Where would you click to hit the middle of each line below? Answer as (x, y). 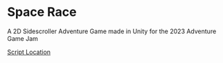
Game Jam (23, 38)
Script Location (29, 52)
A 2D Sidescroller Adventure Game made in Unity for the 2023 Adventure (112, 31)
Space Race (42, 12)
